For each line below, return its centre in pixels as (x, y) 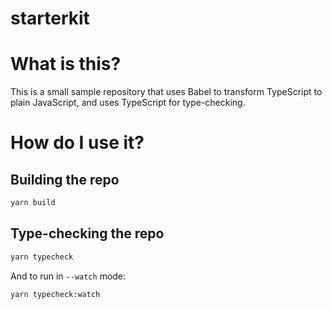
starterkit (50, 18)
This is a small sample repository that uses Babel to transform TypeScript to (166, 92)
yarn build (33, 203)
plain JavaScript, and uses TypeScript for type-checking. (128, 103)
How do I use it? (77, 143)
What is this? (66, 64)
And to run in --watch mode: (68, 276)
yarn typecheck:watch (55, 294)
